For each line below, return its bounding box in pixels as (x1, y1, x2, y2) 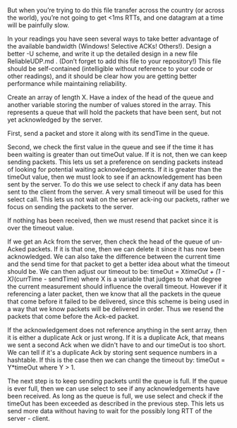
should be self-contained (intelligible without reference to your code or (7, 65, 213, 73)
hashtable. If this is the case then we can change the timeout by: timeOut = (7, 355, 226, 364)
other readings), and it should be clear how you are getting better (7, 72, 197, 80)
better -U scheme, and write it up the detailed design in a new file (7, 49, 198, 58)
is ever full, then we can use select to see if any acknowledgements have (7, 384, 220, 393)
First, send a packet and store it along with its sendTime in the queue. (7, 130, 210, 137)
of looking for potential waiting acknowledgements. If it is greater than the (7, 165, 222, 173)
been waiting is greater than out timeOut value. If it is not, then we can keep (7, 151, 228, 158)
